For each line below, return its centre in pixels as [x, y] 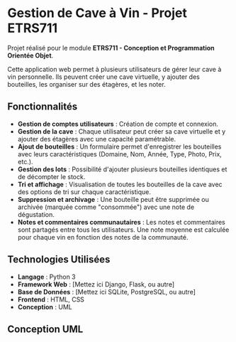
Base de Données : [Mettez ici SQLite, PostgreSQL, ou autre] [107, 292]
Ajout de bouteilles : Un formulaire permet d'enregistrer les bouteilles [119, 146]
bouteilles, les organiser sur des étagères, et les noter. [86, 84]
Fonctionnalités [43, 107]
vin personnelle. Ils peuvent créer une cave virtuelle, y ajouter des [103, 77]
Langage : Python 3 [46, 277]
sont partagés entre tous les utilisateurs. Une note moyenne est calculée [123, 230]
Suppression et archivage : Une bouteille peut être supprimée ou [113, 199]
